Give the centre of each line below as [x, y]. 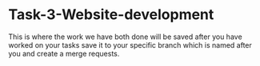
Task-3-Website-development [111, 15]
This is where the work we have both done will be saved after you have [125, 37]
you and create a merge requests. [64, 53]
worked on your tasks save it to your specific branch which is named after [130, 45]
